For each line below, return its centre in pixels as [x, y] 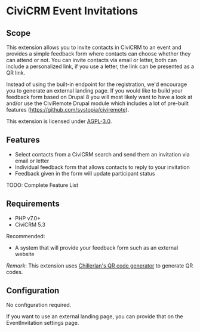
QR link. [16, 73]
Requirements [33, 204]
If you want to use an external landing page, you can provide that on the [95, 316]
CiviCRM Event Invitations [72, 11]
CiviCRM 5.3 [30, 225]
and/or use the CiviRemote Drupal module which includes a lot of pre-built [98, 103]
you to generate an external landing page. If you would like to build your [95, 90]
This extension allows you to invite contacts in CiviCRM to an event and [94, 47]
